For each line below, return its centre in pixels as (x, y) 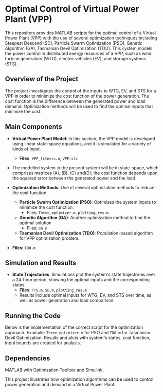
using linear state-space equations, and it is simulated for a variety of (81, 143)
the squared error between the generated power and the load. (74, 178)
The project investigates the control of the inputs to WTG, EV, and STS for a (81, 90)
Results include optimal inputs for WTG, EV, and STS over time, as (85, 295)
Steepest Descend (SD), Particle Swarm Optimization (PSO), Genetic (74, 43)
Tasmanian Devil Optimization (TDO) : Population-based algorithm (86, 233)
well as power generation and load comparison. (67, 301)
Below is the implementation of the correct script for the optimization (74, 327)
